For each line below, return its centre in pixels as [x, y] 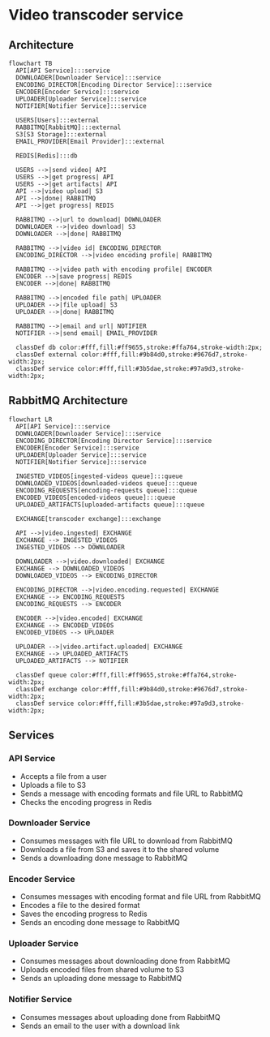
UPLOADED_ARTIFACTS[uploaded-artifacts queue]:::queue [110, 505]
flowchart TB [30, 63]
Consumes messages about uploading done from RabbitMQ [120, 1017]
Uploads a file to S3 [53, 785]
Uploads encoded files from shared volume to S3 [102, 970]
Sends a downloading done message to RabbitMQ [104, 858]
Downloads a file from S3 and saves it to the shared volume [120, 849]
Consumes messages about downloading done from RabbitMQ [125, 961]
